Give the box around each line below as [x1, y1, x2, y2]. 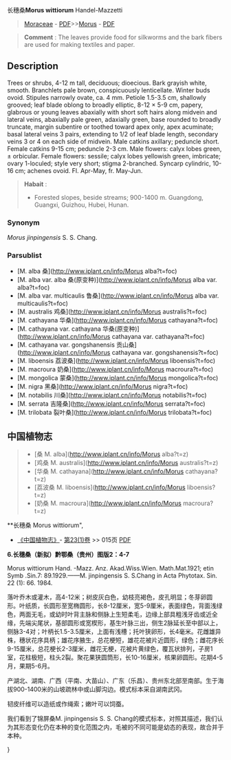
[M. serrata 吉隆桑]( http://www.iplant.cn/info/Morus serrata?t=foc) [16, 400, 206, 408]
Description [7, 61, 58, 72]
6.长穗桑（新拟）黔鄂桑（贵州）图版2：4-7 [7, 551, 129, 559]
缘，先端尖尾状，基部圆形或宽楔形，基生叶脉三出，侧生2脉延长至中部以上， [7, 619, 222, 627]
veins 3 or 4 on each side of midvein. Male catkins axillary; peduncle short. [7, 137, 220, 145]
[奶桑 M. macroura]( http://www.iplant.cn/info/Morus [34, 499, 182, 508]
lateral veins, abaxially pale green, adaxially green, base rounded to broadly [7, 115, 221, 123]
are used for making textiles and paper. [23, 41, 135, 48]
